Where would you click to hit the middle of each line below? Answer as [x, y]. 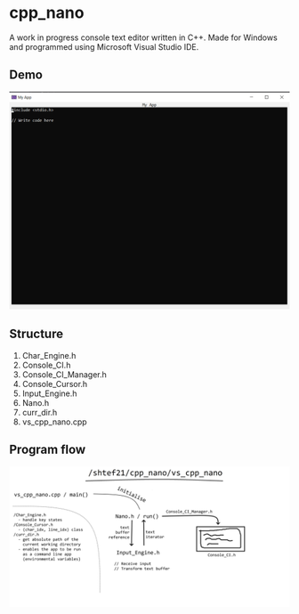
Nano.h [36, 402]
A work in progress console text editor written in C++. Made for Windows [143, 37]
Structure [36, 334]
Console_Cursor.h [55, 384]
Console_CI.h [46, 365]
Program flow [48, 450]
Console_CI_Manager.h [64, 374]
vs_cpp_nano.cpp [54, 422]
